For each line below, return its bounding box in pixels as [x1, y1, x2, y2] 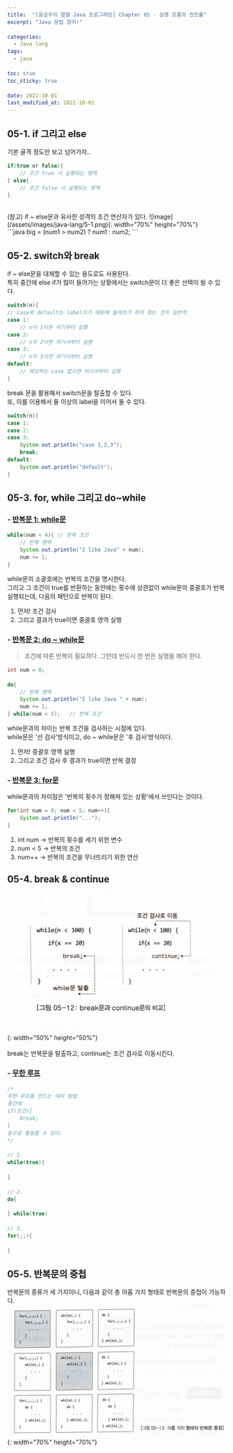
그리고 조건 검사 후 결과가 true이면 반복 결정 [17, 756, 137, 765]
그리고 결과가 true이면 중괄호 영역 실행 [17, 615, 122, 623]
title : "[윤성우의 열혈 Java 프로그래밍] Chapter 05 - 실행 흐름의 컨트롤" [7, 11, 207, 18]
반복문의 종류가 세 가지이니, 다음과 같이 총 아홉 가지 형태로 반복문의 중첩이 [7, 1288, 207, 1296]
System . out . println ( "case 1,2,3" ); [19, 442, 123, 449]
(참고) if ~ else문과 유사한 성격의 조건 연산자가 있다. [7, 212, 148, 221]
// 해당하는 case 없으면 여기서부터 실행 [19, 368, 121, 375]
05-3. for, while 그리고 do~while [7, 492, 146, 504]
